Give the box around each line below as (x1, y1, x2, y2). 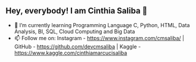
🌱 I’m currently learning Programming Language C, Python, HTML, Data (14, 21, 190, 28)
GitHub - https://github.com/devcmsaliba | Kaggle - (14, 43, 141, 50)
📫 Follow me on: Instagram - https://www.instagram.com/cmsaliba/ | (14, 34, 185, 41)
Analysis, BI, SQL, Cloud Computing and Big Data (14, 28, 135, 35)
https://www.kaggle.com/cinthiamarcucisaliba (14, 49, 127, 56)
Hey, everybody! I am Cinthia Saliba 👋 (5, 6, 148, 16)
